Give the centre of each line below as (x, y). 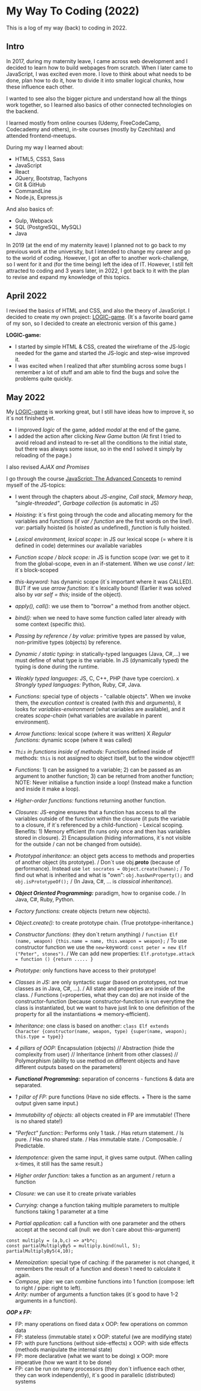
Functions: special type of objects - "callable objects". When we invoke (103, 697)
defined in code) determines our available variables (78, 546)
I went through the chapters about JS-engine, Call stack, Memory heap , (104, 497)
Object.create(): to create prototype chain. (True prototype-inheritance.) (104, 923)
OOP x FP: (19, 1312)
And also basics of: (30, 209)
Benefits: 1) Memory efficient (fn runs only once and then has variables (103, 831)
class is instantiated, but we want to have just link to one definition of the (105, 1008)
